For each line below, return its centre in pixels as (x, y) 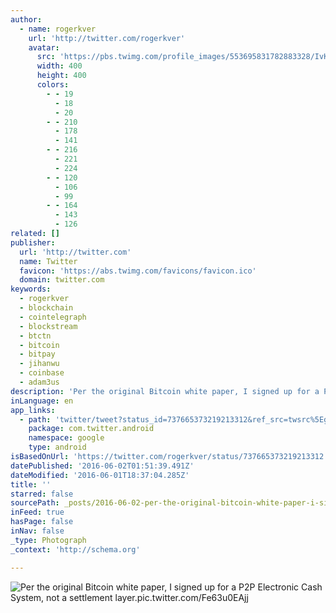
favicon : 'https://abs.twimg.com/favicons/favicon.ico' (138, 271)
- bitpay (37, 354)
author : (26, 19)
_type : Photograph (48, 540)
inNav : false (37, 531)
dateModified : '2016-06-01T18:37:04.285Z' (100, 475)
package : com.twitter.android (91, 429)
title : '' (31, 484)
